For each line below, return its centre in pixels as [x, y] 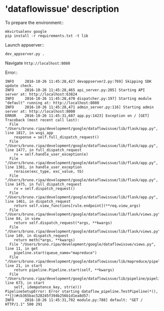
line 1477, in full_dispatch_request [43, 150]
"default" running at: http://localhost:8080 [52, 103]
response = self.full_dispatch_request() [56, 137]
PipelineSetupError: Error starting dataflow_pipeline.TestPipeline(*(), [82, 291]
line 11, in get [21, 248]
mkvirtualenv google [26, 31]
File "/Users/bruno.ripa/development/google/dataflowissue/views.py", [83, 244]
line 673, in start [25, 283]
